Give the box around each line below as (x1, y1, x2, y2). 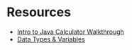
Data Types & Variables (16, 35, 86, 43)
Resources (6, 4, 72, 20)
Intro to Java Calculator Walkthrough (16, 27, 125, 36)
